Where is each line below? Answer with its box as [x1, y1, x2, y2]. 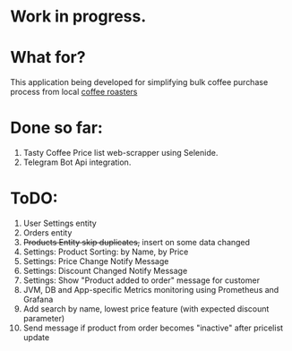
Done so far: [10, 118, 104, 138]
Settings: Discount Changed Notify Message [22, 266, 188, 276]
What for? [10, 47, 86, 68]
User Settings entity [22, 218, 97, 228]
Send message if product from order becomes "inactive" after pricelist [22, 322, 284, 333]
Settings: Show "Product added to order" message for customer [22, 275, 261, 286]
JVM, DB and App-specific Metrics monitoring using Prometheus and [22, 285, 279, 295]
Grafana [22, 294, 54, 304]
